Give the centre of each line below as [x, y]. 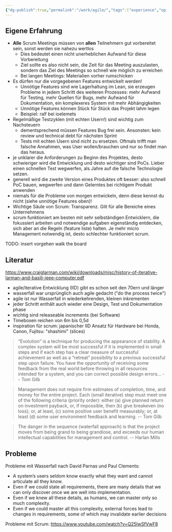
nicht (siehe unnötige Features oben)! [52, 201]
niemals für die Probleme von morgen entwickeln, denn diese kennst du [88, 196]
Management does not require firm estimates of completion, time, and [92, 389]
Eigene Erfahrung [34, 31]
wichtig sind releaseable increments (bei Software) [66, 315]
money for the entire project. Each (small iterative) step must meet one [92, 395]
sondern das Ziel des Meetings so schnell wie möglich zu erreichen [91, 70]
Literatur [19, 260]
